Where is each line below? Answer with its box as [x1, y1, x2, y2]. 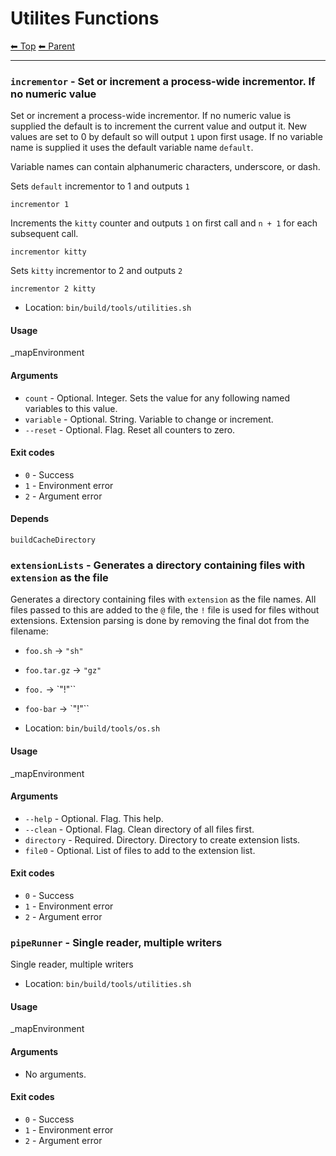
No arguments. [24, 1068, 87, 1080]
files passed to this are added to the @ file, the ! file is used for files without [10, 604, 320, 616]
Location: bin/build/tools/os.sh [24, 722, 161, 734]
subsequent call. [10, 228, 79, 240]
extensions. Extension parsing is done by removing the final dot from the [10, 615, 310, 627]
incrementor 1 [10, 200, 70, 210]
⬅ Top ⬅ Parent [10, 40, 76, 52]
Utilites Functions [10, 7, 160, 30]
